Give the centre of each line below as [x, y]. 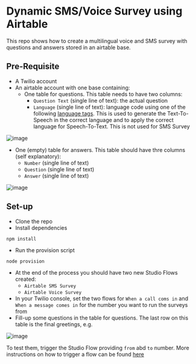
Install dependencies [41, 228]
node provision [25, 261]
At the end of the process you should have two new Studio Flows [96, 272]
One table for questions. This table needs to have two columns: [103, 94]
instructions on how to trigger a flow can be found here [75, 354]
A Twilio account [36, 81]
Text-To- [178, 113]
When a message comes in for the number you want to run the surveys [101, 304]
